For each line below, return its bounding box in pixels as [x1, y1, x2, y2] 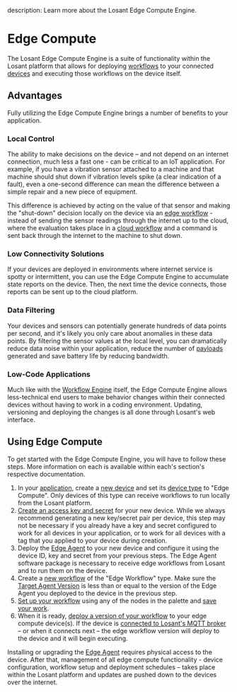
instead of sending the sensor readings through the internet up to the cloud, [7, 216, 229, 225]
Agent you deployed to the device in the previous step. [17, 589, 178, 597]
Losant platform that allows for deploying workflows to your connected [7, 62, 214, 70]
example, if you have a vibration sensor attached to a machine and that [7, 165, 214, 174]
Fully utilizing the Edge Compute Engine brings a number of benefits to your [7, 108, 229, 117]
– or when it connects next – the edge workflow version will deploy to [17, 626, 220, 635]
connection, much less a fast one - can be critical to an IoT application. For [7, 157, 226, 166]
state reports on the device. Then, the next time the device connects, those [7, 280, 227, 289]
